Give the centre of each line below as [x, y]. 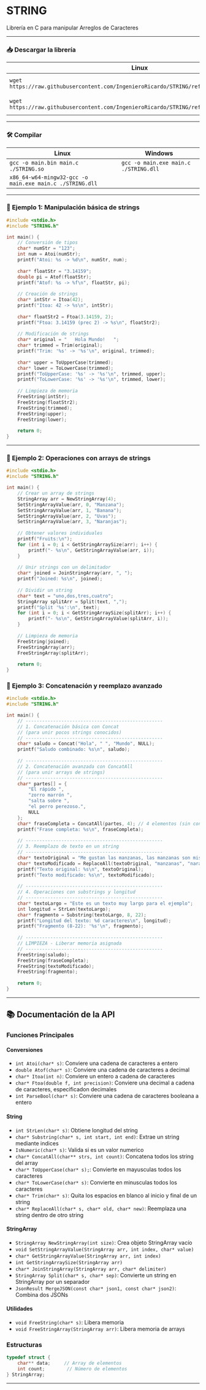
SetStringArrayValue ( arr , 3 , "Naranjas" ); [72, 522]
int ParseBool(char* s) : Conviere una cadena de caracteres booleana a [107, 1096]
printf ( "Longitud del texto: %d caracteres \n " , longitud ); [94, 921]
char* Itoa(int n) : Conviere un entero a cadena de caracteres [95, 1077]
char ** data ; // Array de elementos [70, 1363]
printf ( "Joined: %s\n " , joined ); [60, 579]
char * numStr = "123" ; [46, 248]
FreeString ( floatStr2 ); [48, 402]
